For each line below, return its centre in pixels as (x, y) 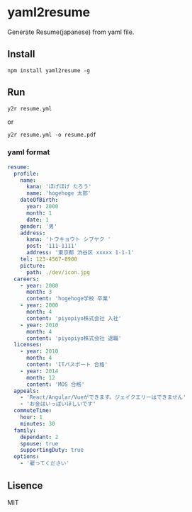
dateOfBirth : (39, 200)
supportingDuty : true (52, 450)
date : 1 (38, 220)
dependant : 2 (39, 437)
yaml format (29, 152)
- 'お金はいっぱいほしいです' (58, 404)
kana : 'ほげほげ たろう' (59, 187)
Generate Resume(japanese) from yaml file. (71, 32)
